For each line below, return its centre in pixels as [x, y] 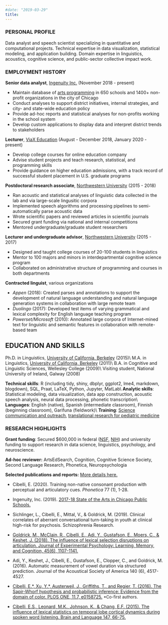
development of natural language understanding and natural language [85, 298]
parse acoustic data [62, 212]
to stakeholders [29, 130]
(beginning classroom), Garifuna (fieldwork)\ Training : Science [70, 410]
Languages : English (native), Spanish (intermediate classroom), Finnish [79, 404]
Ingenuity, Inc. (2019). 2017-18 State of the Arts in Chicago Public [80, 500]
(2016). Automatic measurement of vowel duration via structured [79, 566]
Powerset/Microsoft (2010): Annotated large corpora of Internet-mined [85, 319]
